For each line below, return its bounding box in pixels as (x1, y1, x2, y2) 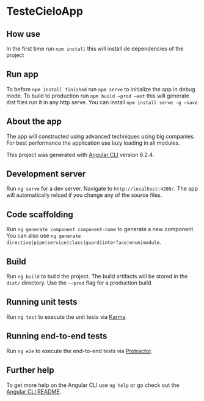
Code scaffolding (6, 209, 73, 220)
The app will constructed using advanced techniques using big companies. (6, 132, 195, 140)
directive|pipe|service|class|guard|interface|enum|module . (6, 239, 161, 246)
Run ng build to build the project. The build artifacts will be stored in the (6, 273, 188, 280)
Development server (6, 169, 86, 179)
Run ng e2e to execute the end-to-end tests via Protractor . (6, 347, 153, 354)
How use (6, 29, 41, 39)
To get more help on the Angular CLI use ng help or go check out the (6, 381, 180, 389)
